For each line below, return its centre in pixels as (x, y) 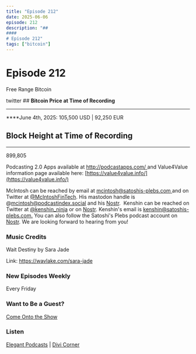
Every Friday (21, 289)
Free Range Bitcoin (29, 89)
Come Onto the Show (32, 317)
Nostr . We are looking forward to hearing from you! (67, 221)
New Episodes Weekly (38, 276)
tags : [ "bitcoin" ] (28, 44)
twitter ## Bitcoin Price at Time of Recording (61, 101)
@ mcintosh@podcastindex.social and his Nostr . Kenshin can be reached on (98, 203)
